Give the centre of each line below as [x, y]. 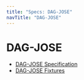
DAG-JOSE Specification [46, 64]
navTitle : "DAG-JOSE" [34, 18]
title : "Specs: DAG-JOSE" [39, 12]
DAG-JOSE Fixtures [40, 71]
